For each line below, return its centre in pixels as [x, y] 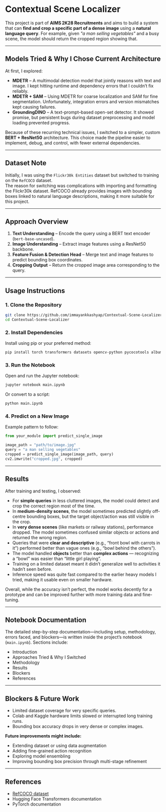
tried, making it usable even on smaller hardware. [62, 579]
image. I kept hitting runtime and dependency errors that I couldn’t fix [83, 86]
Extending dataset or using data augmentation [59, 746]
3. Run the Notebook [30, 365]
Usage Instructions [35, 290]
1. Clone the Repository [33, 305]
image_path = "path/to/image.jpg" [41, 445]
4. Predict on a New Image [37, 416]
